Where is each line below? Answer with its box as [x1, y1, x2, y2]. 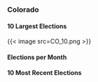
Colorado [7, 5, 40, 14]
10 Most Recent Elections [7, 69, 82, 77]
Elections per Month [7, 53, 67, 61]
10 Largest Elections [7, 22, 67, 30]
